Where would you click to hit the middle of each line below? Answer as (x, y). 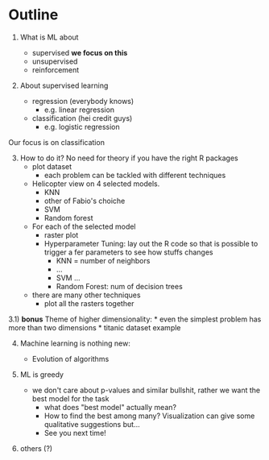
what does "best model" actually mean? (110, 407)
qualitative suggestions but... (92, 424)
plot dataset (52, 166)
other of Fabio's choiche (85, 201)
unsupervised (55, 61)
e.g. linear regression (79, 110)
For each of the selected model (84, 226)
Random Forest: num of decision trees (119, 286)
